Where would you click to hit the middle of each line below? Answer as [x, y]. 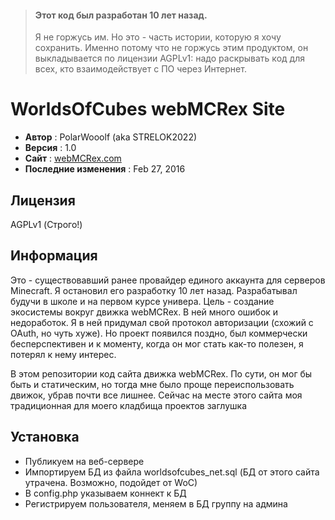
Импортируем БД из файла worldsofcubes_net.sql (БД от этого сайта [172, 472]
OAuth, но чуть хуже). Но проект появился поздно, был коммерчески [159, 333]
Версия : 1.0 [50, 148]
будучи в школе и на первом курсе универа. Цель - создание [142, 301]
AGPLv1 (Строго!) [46, 224]
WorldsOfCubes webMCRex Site [148, 109]
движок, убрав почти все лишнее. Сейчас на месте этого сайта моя [156, 395]
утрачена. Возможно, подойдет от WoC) [111, 482]
